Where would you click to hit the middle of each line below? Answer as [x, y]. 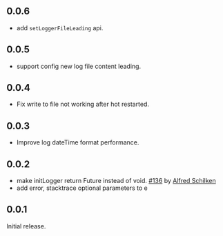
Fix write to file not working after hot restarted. [83, 104]
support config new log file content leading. [79, 66]
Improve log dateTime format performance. [78, 142]
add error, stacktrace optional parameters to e [82, 188]
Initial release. [26, 226]
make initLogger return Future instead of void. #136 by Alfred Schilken [116, 181]
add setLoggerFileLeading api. [60, 28]
